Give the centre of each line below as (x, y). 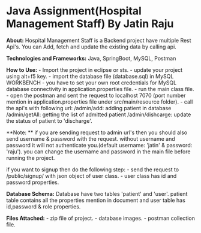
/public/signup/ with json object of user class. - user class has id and (91, 175)
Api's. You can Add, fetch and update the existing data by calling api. (91, 47)
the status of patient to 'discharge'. (49, 120)
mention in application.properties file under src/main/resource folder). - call (100, 102)
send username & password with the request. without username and (91, 138)
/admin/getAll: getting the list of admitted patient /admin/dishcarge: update (99, 114)
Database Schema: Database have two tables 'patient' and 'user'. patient (97, 193)
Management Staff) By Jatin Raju (90, 24)
